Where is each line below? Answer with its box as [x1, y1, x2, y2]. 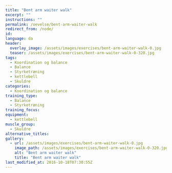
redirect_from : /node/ [5, 27, 54, 32]
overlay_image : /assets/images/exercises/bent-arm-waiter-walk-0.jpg [10, 46, 161, 51]
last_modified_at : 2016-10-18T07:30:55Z [5, 160, 93, 165]
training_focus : [5, 107, 40, 113]
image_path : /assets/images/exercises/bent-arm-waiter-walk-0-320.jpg [14, 145, 168, 151]
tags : [5, 55, 17, 60]
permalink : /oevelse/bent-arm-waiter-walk [5, 21, 97, 27]
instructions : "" [5, 17, 42, 22]
